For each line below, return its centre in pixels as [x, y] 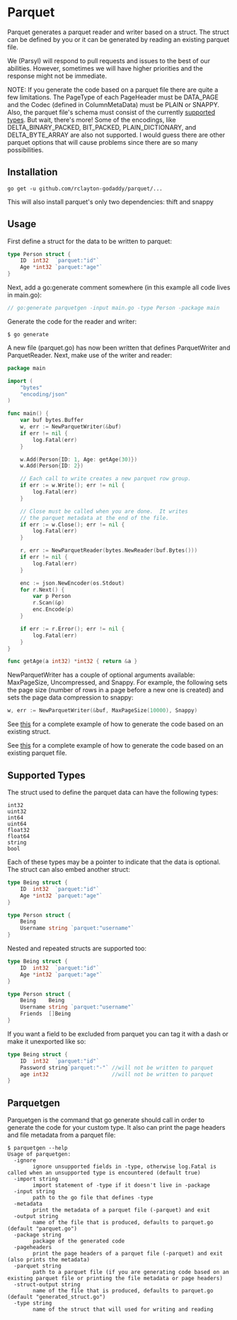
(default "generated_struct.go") [57, 1297]
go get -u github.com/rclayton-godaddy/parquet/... [85, 189]
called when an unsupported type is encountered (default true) [104, 1173]
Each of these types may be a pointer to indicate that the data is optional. [114, 862]
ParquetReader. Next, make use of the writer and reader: [90, 355]
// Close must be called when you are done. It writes [104, 511]
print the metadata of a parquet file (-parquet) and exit [122, 1210]
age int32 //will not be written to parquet [117, 1074]
